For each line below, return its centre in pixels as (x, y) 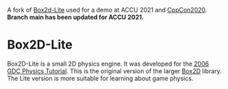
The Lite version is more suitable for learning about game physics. (100, 78)
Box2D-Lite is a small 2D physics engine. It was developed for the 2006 (108, 64)
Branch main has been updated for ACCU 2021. (75, 17)
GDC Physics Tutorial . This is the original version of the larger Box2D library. (115, 71)
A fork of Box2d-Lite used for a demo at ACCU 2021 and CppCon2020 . (107, 10)
